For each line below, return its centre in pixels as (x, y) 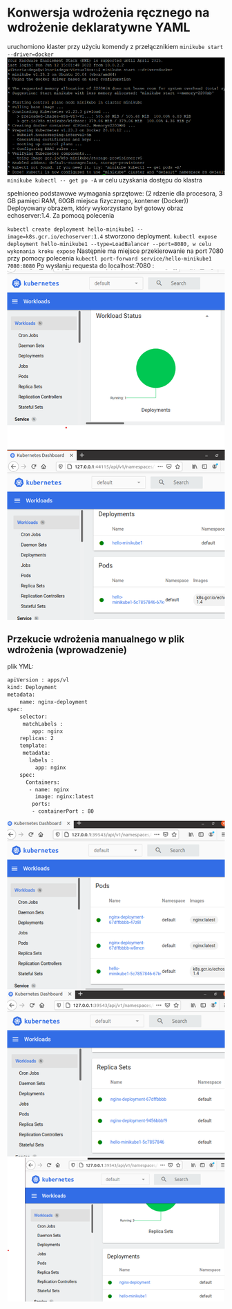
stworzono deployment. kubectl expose (161, 236)
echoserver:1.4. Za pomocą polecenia (61, 215)
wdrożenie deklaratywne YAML (99, 27)
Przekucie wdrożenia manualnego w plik (96, 640)
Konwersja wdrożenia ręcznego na (108, 13)
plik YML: (21, 667)
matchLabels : (43, 724)
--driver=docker (30, 54)
